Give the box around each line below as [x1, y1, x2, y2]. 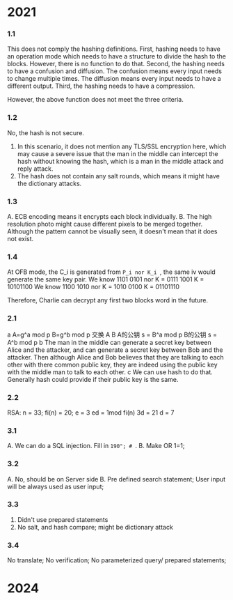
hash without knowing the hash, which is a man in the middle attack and [17, 157, 224, 165]
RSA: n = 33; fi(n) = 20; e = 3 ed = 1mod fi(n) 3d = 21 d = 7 [7, 408, 175, 417]
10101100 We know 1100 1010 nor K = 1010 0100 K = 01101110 [7, 283, 179, 291]
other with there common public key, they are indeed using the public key [7, 360, 218, 369]
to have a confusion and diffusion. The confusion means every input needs [7, 67, 223, 75]
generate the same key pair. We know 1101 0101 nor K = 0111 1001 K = [7, 275, 204, 284]
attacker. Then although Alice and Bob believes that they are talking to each [7, 353, 224, 361]
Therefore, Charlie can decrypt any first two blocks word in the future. [7, 296, 209, 305]
